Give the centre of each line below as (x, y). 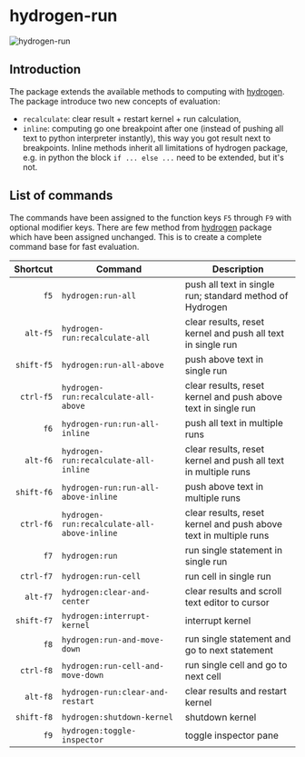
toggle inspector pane (232, 735)
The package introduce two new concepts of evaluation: (115, 101)
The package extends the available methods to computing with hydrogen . (147, 91)
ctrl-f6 (36, 524)
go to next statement (229, 650)
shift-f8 (34, 717)
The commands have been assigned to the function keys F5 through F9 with (151, 217)
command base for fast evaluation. (74, 246)
